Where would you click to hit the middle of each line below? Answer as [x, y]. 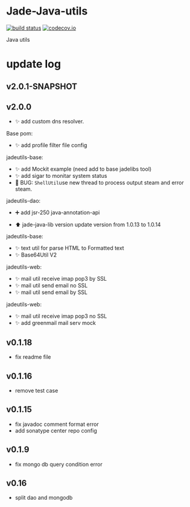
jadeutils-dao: [24, 201]
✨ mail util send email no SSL [51, 286]
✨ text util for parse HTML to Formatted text [70, 248]
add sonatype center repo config [56, 430]
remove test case [36, 390]
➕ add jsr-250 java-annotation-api [57, 212]
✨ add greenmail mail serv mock [55, 323]
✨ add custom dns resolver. [49, 122]
